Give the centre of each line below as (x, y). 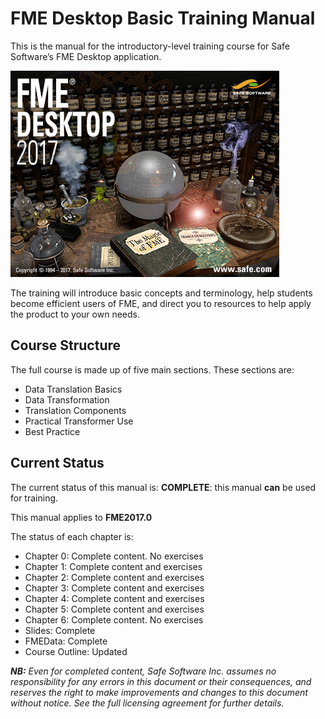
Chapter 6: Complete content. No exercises (114, 619)
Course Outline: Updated (76, 651)
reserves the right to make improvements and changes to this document (159, 692)
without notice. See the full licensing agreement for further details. (147, 703)
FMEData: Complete (66, 641)
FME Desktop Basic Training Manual (163, 18)
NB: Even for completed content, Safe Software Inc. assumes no (143, 671)
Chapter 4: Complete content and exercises (114, 598)
